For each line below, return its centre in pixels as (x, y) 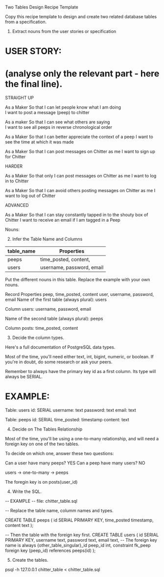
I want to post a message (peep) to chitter (47, 113)
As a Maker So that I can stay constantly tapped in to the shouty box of (77, 215)
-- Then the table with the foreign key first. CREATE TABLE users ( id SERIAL (82, 535)
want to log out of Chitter (30, 196)
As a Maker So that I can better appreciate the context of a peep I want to (79, 137)
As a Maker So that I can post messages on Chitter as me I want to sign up (80, 151)
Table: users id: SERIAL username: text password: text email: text (70, 410)
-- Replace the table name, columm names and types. (59, 511)
